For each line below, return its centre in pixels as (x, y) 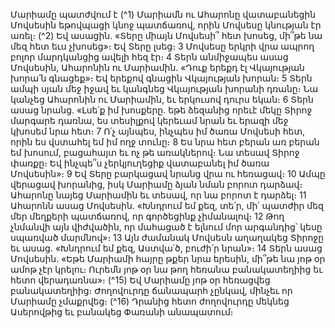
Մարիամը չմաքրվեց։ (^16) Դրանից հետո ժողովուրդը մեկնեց (150, 301)
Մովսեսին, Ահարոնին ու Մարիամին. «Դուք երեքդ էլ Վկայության (157, 67)
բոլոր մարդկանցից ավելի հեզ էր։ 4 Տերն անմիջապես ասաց (149, 57)
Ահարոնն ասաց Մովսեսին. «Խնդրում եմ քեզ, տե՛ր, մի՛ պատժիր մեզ (167, 205)
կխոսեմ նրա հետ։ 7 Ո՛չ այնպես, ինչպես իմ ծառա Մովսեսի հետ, (158, 131)
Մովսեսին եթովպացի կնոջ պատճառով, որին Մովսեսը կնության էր (166, 25)
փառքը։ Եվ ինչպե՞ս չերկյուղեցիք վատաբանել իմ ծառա (140, 163)
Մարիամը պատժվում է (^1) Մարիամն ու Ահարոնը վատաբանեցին (163, 14)
